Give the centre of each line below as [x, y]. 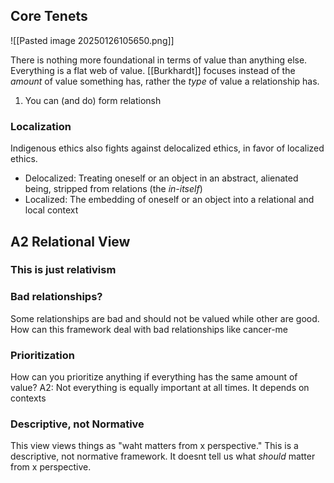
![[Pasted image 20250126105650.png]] [92, 40]
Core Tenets [49, 16]
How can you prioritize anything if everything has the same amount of [154, 377]
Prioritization [42, 355]
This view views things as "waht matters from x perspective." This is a [154, 446]
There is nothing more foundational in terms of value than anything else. [159, 60]
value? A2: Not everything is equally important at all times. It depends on [160, 388]
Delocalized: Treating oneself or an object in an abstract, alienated [161, 178]
